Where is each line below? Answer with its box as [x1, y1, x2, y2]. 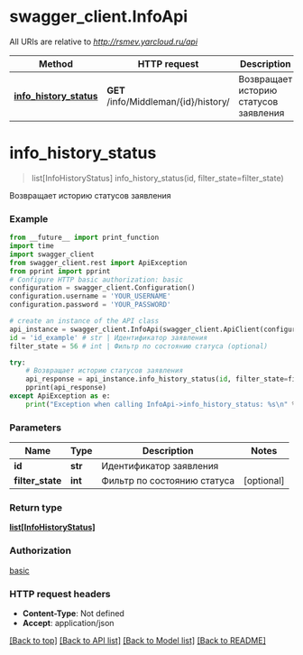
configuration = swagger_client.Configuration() [9, 283, 196, 292]
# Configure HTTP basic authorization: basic [9, 275, 183, 284]
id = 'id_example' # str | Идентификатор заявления [9, 333, 207, 342]
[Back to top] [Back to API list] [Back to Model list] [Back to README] [9, 634, 266, 646]
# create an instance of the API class [9, 317, 160, 326]
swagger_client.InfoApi [9, 6, 188, 27]
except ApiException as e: [9, 392, 111, 401]
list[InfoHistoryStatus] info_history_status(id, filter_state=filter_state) [31, 172, 284, 183]
